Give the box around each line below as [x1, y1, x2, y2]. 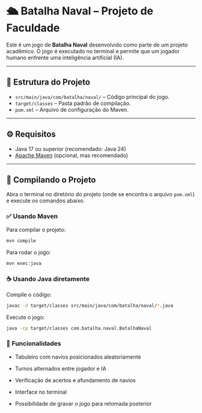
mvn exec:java [6, 260, 42, 266]
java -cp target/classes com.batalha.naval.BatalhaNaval [6, 325, 152, 331]
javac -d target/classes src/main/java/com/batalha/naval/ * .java [6, 303, 173, 309]
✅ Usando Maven [6, 212, 58, 220]
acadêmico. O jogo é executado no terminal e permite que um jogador [6, 47, 180, 54]
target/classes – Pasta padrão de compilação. [14, 100, 131, 107]
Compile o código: [6, 290, 52, 298]
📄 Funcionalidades [6, 339, 61, 348]
